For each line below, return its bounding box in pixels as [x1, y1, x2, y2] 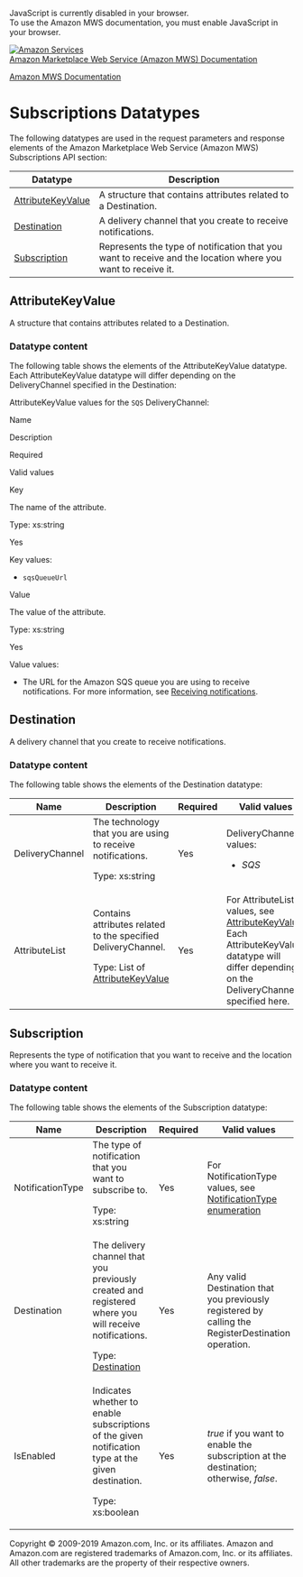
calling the [207, 1316, 252, 1328]
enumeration [207, 1204, 262, 1216]
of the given [92, 1429, 143, 1442]
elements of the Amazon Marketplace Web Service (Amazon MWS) [9, 142, 259, 152]
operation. [207, 1338, 251, 1351]
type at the [92, 1452, 138, 1464]
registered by [207, 1305, 264, 1317]
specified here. [226, 995, 290, 1008]
